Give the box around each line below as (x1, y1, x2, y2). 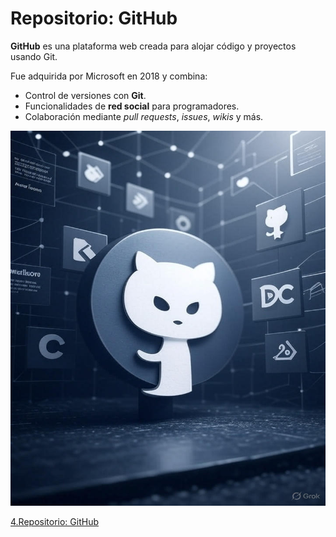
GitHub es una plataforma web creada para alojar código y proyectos (10, 40, 297, 52)
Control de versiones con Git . (24, 89, 147, 101)
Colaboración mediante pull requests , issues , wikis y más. (24, 110, 264, 122)
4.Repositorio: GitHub (10, 515, 99, 527)
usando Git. (10, 50, 58, 62)
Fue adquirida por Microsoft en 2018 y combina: (10, 70, 208, 82)
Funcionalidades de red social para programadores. (24, 100, 240, 112)
